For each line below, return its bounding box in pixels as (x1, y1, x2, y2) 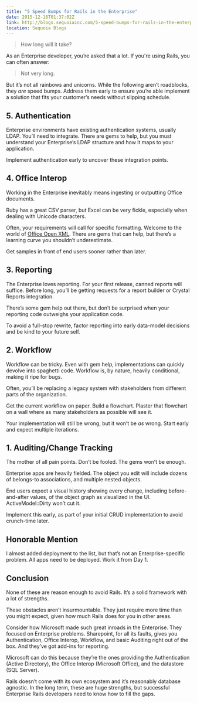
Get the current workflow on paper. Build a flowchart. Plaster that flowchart (6, 402, 188, 409)
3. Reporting (6, 265, 53, 275)
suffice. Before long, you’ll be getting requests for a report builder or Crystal (6, 287, 190, 294)
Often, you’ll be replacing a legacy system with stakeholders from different (6, 385, 186, 392)
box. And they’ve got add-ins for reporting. (6, 643, 110, 650)
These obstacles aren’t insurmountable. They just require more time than (6, 606, 182, 613)
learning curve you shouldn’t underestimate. (6, 236, 113, 243)
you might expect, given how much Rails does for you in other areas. (6, 612, 172, 619)
